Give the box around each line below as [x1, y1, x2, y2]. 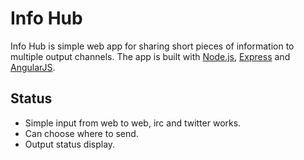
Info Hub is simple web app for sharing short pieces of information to [10, 40, 295, 52]
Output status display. [24, 138, 116, 150]
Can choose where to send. [24, 127, 139, 139]
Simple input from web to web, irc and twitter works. [24, 117, 242, 129]
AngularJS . [10, 61, 56, 73]
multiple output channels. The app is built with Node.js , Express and [10, 50, 291, 62]
